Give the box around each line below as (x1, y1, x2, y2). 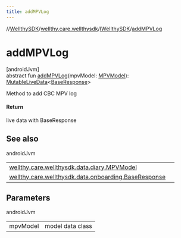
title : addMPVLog (6, 8, 49, 15)
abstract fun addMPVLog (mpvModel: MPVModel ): (6, 72, 129, 79)
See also (6, 134, 39, 144)
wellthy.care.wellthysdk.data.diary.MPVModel (9, 163, 137, 171)
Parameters (6, 193, 51, 203)
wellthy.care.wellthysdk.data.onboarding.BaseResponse (9, 173, 166, 181)
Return (6, 104, 24, 111)
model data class (44, 222, 92, 230)
